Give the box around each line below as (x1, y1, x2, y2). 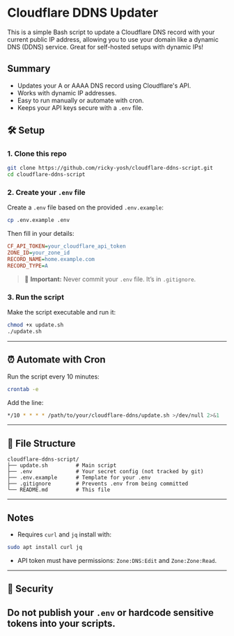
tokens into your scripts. (7, 617, 116, 629)
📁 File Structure (7, 437, 76, 450)
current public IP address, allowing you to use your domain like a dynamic (7, 35, 219, 43)
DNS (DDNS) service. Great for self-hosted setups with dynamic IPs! (7, 42, 204, 51)
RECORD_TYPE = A (7, 262, 49, 269)
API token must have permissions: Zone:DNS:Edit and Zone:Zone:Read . (17, 556, 217, 564)
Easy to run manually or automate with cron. (17, 96, 144, 104)
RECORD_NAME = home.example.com (7, 256, 95, 263)
